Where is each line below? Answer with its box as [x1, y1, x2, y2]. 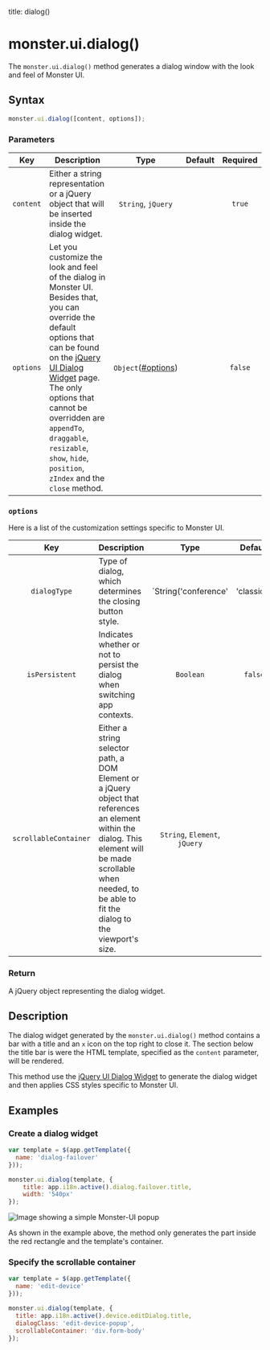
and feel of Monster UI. [8, 70, 85, 80]
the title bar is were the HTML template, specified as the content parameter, [8, 1048, 260, 1057]
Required [222, 154, 258, 166]
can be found [49, 342, 100, 353]
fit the [98, 904, 121, 915]
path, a [98, 753, 125, 764]
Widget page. [49, 371, 100, 383]
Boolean [175, 671, 205, 679]
